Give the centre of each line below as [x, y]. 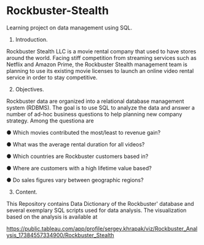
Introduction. [31, 39]
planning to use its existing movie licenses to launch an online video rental [100, 70]
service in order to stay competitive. [52, 77]
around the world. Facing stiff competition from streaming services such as [101, 58]
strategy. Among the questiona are [50, 121]
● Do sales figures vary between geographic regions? [75, 180]
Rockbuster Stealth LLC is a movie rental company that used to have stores [101, 51]
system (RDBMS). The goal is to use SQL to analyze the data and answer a [101, 107]
